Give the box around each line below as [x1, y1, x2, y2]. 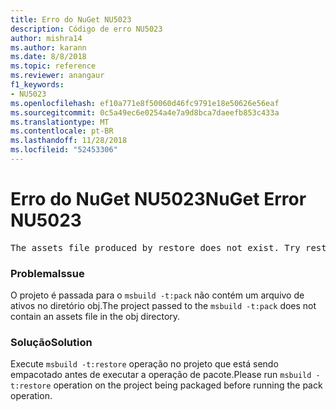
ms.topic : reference [10, 61, 97, 71]
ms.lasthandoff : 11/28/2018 [10, 136, 128, 146]
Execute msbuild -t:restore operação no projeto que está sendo [10, 358, 279, 370]
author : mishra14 [10, 33, 83, 43]
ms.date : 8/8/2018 [10, 52, 87, 62]
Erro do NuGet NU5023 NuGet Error [10, 188, 307, 211]
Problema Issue [10, 266, 85, 280]
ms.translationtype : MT [10, 117, 110, 127]
